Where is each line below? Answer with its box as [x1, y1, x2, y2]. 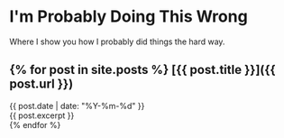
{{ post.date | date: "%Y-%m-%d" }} [9, 100, 145, 111]
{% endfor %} [9, 119, 61, 130]
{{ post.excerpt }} [9, 110, 75, 121]
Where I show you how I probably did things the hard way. [9, 36, 225, 47]
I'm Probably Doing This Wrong [9, 6, 248, 27]
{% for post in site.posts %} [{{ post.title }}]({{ [9, 62, 277, 78]
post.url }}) [9, 77, 74, 92]
